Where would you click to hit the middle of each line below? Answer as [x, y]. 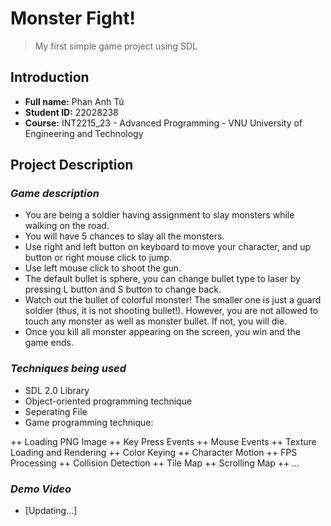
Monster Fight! [73, 18]
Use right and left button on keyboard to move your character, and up [168, 247]
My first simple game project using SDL [116, 46]
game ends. [49, 343]
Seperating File [56, 411]
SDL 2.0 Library [57, 390]
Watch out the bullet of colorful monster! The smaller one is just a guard [173, 300]
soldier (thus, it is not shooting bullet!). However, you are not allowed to [171, 311]
